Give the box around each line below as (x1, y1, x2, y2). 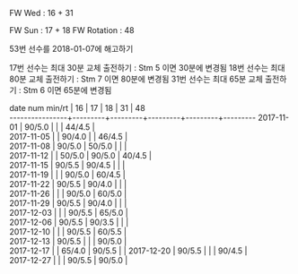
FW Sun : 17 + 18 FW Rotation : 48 (9, 25, 135, 35)
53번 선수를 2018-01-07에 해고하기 (9, 44, 134, 54)
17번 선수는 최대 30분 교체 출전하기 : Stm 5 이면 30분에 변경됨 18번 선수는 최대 (9, 63, 285, 73)
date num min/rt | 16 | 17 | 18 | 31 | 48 (9, 103, 145, 113)
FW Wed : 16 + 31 (9, 8, 74, 18)
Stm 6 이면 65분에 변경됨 (22, 85, 112, 95)
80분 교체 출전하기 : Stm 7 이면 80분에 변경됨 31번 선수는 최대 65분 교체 (9, 73, 263, 84)
